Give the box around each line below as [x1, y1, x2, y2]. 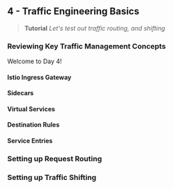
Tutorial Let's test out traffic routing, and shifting [24, 24, 165, 32]
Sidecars [7, 89, 34, 97]
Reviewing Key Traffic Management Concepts [7, 41, 166, 51]
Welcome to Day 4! [7, 57, 62, 65]
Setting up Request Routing [7, 154, 103, 163]
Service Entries [7, 137, 53, 145]
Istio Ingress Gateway [7, 73, 72, 81]
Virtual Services [7, 104, 56, 113]
